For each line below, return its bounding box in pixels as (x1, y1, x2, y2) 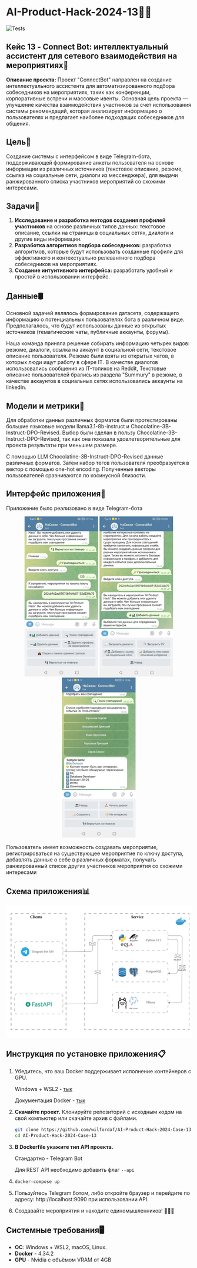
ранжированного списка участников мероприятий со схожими (6, 178, 166, 185)
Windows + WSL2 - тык (14, 1085, 73, 1092)
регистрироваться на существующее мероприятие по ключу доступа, (6, 850, 184, 857)
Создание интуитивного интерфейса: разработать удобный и (14, 267, 173, 274)
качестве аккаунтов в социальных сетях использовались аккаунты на (6, 378, 183, 385)
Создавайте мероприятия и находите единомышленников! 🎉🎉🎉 (14, 1207, 175, 1214)
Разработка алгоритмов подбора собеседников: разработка (14, 242, 172, 249)
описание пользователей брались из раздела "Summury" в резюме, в (6, 371, 182, 378)
